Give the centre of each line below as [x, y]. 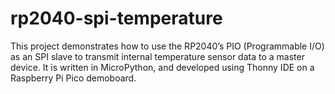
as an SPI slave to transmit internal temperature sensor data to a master [157, 56]
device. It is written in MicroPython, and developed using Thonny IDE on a [162, 67]
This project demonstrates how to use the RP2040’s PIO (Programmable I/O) [167, 46]
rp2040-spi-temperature [116, 18]
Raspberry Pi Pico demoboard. [73, 78]
